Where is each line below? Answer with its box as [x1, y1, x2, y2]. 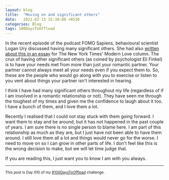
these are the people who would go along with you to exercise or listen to [5, 72, 157, 78]
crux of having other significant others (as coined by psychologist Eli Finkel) [5, 56, 162, 62]
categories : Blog [5, 21, 42, 27]
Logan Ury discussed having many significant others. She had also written [5, 46, 159, 52]
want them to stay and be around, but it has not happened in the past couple [5, 119, 164, 125]
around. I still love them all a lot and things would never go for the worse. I [5, 135, 158, 141]
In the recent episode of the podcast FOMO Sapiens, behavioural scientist [5, 40, 158, 46]
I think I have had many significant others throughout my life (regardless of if [5, 87, 164, 94]
